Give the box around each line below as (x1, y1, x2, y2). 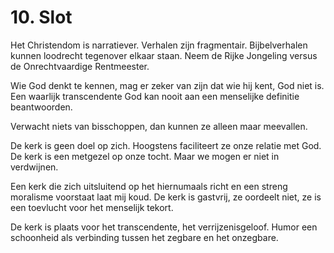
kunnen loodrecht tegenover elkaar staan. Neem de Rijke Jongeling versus (10, 49, 318, 61)
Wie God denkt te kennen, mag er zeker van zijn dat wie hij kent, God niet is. (10, 79, 325, 91)
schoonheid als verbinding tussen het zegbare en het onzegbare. (10, 231, 279, 243)
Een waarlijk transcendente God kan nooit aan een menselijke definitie (10, 90, 300, 102)
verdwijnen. (10, 161, 59, 173)
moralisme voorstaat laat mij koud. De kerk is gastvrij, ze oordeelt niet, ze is (10, 191, 322, 203)
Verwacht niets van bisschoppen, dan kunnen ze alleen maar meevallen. (10, 120, 308, 132)
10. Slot (10, 6, 73, 29)
